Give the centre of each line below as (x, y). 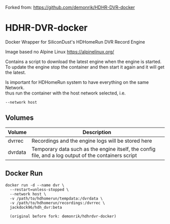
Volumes (19, 118)
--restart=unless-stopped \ (39, 189)
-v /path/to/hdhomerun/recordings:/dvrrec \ (57, 203)
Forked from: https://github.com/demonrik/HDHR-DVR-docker (70, 7)
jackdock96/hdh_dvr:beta (36, 207)
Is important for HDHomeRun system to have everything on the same (77, 82)
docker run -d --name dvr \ (35, 185)
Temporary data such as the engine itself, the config (94, 149)
